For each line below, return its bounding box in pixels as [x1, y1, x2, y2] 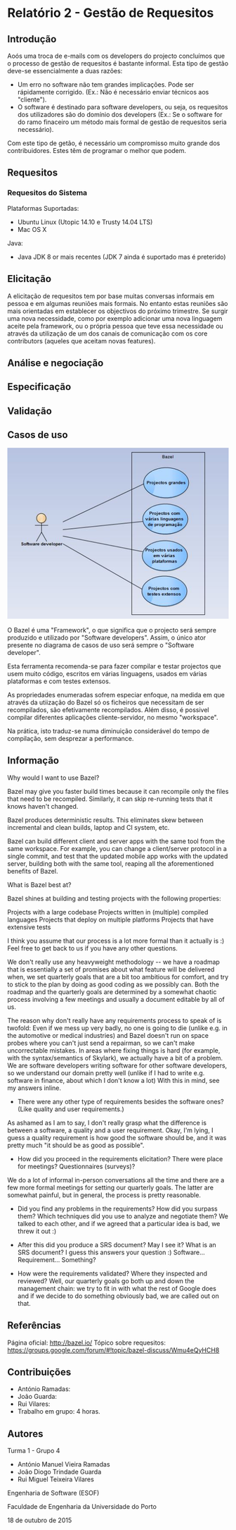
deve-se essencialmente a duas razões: [7, 67, 123, 75]
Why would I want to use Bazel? [7, 773, 100, 782]
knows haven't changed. [7, 802, 79, 810]
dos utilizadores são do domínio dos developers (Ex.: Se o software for [17, 111, 223, 118]
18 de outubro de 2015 [7, 1516, 72, 1524]
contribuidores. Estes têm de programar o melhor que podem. [7, 147, 187, 154]
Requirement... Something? [17, 1255, 96, 1263]
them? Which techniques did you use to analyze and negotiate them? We [17, 1211, 228, 1220]
